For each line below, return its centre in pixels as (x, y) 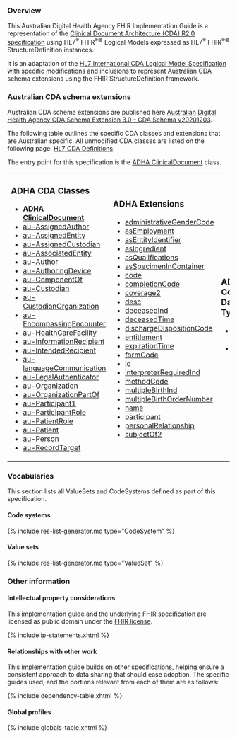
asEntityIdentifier (153, 240)
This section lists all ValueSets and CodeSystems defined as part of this (111, 491)
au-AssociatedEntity (57, 253)
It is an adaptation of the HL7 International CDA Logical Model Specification (117, 63)
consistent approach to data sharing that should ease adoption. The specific (118, 675)
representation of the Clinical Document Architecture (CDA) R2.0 (101, 33)
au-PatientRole (48, 421)
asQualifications (151, 258)
